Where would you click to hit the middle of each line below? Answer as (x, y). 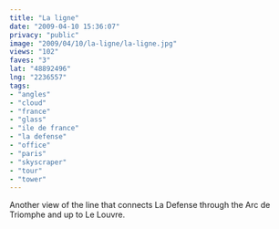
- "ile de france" (44, 129)
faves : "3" (30, 60)
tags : (20, 86)
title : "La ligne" (44, 18)
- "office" (30, 145)
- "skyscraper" (38, 162)
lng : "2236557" (38, 78)
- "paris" (28, 153)
